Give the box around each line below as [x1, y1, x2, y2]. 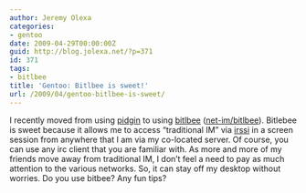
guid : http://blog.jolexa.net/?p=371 [9, 47, 153, 56]
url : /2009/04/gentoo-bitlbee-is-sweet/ [9, 89, 166, 98]
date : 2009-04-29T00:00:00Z [9, 38, 117, 48]
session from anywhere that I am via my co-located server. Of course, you [9, 134, 290, 145]
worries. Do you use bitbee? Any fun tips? [9, 172, 167, 183]
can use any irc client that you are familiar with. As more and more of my [9, 143, 282, 155]
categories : [9, 22, 55, 31]
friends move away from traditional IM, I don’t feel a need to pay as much [9, 153, 285, 164]
